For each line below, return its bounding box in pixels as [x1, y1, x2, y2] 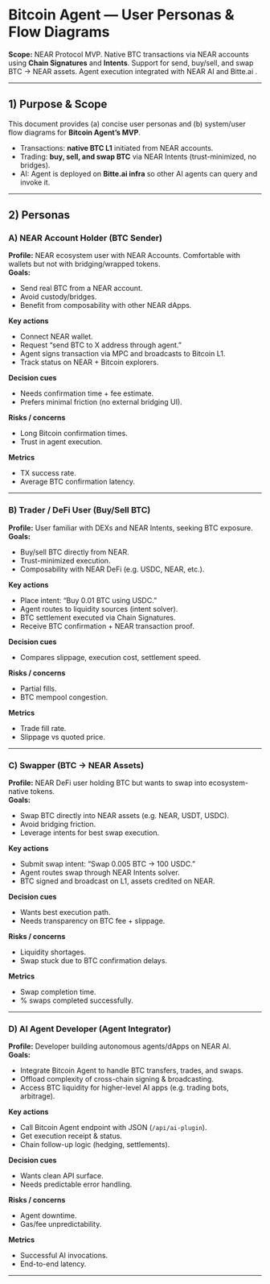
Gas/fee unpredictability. [19, 1220, 102, 1229]
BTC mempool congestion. [19, 692, 108, 702]
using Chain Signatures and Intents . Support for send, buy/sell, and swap [8, 58, 254, 68]
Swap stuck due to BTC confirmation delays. [19, 956, 167, 966]
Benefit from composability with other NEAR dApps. [19, 301, 192, 310]
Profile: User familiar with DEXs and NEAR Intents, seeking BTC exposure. [8, 522, 253, 533]
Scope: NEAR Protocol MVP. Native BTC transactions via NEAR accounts [8, 49, 249, 59]
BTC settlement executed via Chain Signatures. [19, 613, 176, 622]
